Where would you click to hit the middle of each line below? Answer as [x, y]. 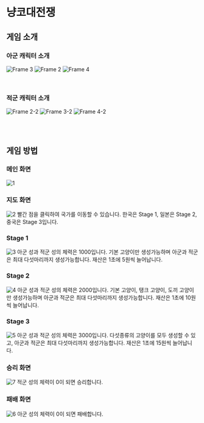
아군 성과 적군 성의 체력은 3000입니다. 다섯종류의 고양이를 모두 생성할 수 [104, 335]
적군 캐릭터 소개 [28, 98]
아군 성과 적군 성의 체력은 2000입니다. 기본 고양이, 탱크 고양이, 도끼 [98, 290]
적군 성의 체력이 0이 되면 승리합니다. [60, 382]
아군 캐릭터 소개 [28, 55]
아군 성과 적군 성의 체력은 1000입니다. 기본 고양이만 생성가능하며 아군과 [102, 252]
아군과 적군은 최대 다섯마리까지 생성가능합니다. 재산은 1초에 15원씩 [93, 343]
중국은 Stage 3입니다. [33, 222]
